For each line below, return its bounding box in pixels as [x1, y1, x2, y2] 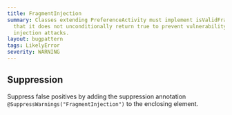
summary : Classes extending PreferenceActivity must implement [7, 17, 193, 23]
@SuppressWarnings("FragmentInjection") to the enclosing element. [7, 99, 199, 107]
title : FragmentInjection [7, 10, 81, 17]
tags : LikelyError [7, 42, 60, 49]
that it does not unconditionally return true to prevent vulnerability [13, 23, 227, 30]
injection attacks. [13, 29, 70, 36]
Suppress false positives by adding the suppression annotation [7, 92, 186, 101]
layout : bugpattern [7, 36, 64, 43]
